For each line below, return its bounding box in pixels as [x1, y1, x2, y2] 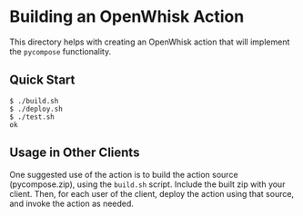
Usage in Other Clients [9, 145, 140, 161]
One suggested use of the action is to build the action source [9, 169, 238, 180]
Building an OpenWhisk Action [9, 6, 245, 27]
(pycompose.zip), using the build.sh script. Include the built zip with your [9, 179, 286, 190]
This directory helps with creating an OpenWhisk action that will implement [9, 36, 290, 47]
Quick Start [9, 73, 76, 88]
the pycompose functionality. [9, 45, 112, 56]
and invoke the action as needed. [9, 198, 135, 209]
